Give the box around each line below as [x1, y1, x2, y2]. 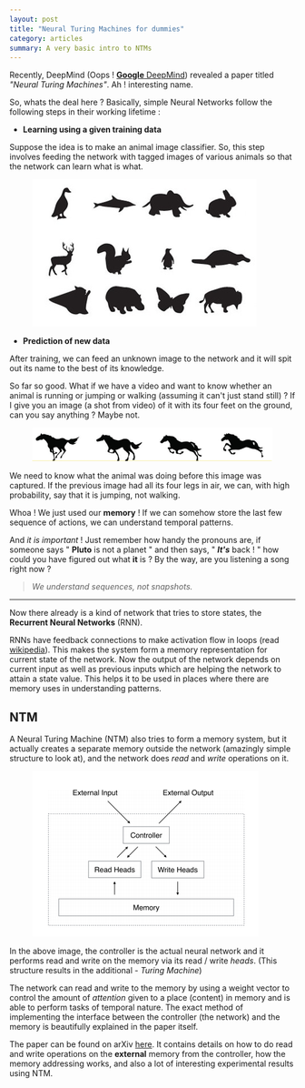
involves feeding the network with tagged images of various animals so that [9, 151, 292, 163]
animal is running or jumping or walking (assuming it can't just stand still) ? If [9, 390, 296, 401]
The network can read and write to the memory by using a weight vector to [9, 982, 290, 993]
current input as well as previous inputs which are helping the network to [9, 664, 281, 675]
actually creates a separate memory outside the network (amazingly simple [9, 742, 291, 754]
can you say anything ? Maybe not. [9, 409, 141, 420]
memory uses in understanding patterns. [9, 683, 162, 694]
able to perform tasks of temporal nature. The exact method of [9, 1002, 243, 1012]
